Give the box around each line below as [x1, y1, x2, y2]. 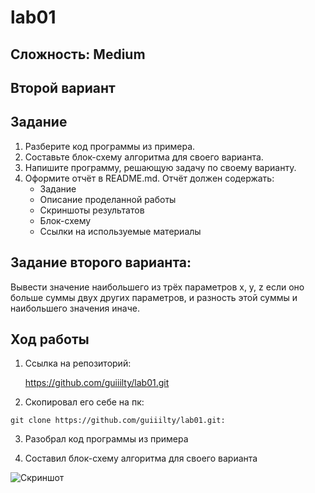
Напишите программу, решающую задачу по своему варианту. [24, 161, 297, 173]
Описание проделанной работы [39, 193, 177, 205]
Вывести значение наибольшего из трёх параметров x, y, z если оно [10, 281, 305, 293]
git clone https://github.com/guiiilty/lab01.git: [10, 416, 226, 426]
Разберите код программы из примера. [24, 140, 196, 152]
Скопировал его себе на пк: [24, 396, 145, 408]
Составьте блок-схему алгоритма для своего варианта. [24, 151, 264, 163]
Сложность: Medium [10, 46, 146, 63]
